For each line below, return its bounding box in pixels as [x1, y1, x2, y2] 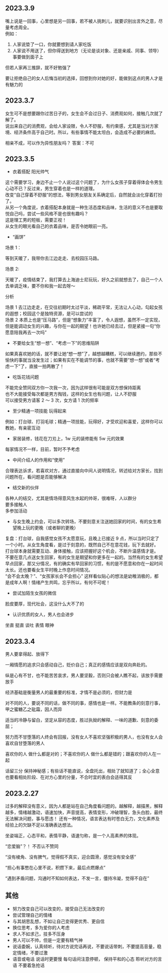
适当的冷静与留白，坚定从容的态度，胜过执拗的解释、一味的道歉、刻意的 [5, 717, 154, 723]
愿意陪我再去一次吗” [5, 329, 47, 336]
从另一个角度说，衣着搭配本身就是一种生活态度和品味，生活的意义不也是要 [5, 205, 158, 211]
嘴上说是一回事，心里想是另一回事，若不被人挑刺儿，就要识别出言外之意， [5, 18, 158, 24]
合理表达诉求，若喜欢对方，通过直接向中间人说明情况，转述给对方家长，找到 [5, 467, 163, 474]
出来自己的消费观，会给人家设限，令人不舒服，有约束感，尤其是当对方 [9, 123, 154, 129]
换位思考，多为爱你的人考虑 [12, 924, 70, 930]
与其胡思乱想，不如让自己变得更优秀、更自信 [12, 918, 105, 924]
